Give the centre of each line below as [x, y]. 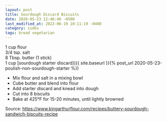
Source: [13, 109]
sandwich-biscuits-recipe [32, 114]
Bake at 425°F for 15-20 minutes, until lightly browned [68, 99]
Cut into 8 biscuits [31, 94]
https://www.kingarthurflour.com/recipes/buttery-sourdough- [85, 109]
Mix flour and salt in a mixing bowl [48, 78]
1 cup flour [16, 47]
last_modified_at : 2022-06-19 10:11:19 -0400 [53, 24]
